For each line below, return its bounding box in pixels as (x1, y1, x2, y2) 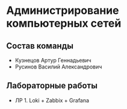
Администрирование (6, 4, 119, 18)
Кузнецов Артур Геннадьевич (14, 57, 91, 64)
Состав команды (6, 41, 74, 51)
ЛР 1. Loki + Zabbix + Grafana (14, 96, 89, 104)
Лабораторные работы (6, 81, 98, 91)
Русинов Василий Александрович (14, 63, 102, 70)
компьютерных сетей (6, 16, 122, 30)
